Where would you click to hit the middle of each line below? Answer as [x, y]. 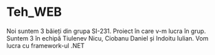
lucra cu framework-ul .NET [46, 45]
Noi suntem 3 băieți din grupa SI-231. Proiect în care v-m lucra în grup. [106, 31]
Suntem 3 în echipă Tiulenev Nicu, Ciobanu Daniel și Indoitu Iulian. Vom [107, 38]
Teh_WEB [34, 12]
